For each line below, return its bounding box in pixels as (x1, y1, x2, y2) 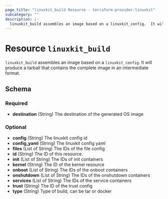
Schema (5, 85, 31, 93)
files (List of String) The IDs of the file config (12, 146, 105, 152)
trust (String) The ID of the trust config (12, 183, 93, 189)
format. (5, 70, 20, 76)
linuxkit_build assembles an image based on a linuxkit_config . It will (5, 60, 152, 66)
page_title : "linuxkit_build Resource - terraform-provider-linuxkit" (5, 7, 155, 13)
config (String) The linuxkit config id (12, 135, 87, 141)
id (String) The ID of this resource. (12, 151, 83, 157)
